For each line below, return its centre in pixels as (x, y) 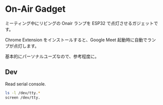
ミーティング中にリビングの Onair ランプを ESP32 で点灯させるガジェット (80, 23)
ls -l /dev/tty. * (23, 93)
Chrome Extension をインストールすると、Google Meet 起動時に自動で (76, 40)
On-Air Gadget (35, 9)
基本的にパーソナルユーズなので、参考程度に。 (52, 56)
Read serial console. (26, 84)
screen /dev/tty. (23, 97)
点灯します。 (26, 46)
